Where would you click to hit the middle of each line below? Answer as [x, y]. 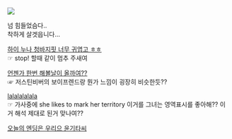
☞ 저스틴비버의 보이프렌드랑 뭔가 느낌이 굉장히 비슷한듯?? [87, 82]
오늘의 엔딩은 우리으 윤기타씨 [47, 128]
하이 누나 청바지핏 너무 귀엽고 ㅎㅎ [54, 49]
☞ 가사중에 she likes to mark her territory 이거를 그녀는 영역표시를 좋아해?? [113, 104]
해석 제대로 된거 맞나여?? [49, 114]
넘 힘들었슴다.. [27, 25]
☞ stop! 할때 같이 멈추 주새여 [47, 58]
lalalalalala [22, 96]
